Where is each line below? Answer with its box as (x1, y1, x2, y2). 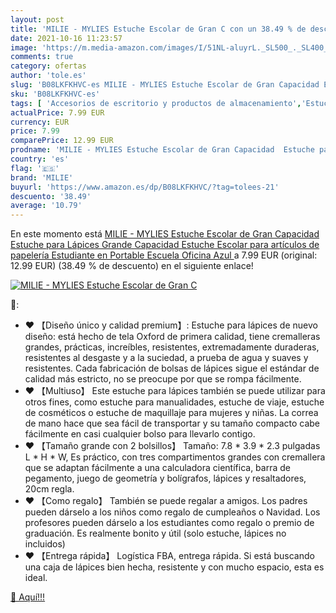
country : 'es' (10, 154, 70, 164)
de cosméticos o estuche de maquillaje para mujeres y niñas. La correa (24, 407, 319, 419)
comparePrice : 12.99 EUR (10, 136, 114, 146)
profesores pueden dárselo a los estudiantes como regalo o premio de (24, 517, 315, 529)
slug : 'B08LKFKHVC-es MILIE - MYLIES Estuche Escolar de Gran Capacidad (10, 80, 320, 90)
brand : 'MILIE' (10, 172, 74, 183)
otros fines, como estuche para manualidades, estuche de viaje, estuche (24, 396, 325, 408)
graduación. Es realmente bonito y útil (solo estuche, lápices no (24, 527, 287, 540)
